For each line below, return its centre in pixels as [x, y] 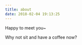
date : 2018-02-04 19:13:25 [32, 14]
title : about [18, 9]
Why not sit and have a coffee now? [41, 37]
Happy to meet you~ [26, 28]
